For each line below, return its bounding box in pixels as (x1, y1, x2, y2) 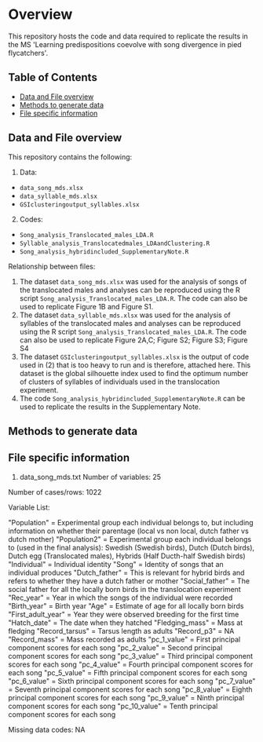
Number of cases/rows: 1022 (8, 487, 102, 496)
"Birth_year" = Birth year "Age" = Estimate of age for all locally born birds (8, 601, 244, 610)
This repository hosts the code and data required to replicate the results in (8, 31, 249, 41)
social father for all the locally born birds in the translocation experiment (8, 584, 241, 594)
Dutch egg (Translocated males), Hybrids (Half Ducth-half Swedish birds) (8, 551, 246, 561)
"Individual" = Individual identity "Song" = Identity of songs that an (8, 559, 224, 568)
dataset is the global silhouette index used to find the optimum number (19, 368, 249, 378)
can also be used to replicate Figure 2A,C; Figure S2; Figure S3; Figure (19, 335, 249, 345)
